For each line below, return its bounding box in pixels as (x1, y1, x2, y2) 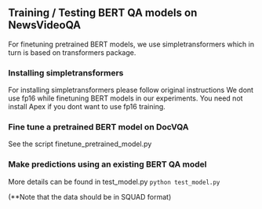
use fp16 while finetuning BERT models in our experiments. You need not (8, 93, 243, 103)
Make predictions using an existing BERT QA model (8, 159, 207, 170)
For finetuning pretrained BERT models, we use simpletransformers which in (8, 39, 255, 49)
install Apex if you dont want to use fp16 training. (8, 102, 166, 112)
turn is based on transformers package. (8, 47, 136, 57)
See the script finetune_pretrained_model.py (8, 139, 152, 148)
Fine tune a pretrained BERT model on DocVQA (8, 122, 189, 133)
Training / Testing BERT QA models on (8, 6, 198, 20)
